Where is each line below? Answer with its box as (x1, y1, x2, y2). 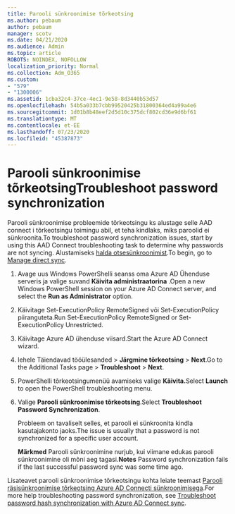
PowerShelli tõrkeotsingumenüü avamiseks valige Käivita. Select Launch (17, 377, 229, 385)
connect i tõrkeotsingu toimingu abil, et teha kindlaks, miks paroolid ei (7, 226, 210, 235)
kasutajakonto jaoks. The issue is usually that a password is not (17, 427, 200, 435)
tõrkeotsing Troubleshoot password (7, 180, 218, 196)
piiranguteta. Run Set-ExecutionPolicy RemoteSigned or (17, 313, 178, 322)
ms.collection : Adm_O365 (7, 69, 80, 76)
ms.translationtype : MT (7, 115, 77, 122)
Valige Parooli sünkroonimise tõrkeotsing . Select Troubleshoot (17, 398, 202, 406)
